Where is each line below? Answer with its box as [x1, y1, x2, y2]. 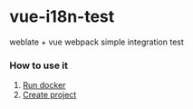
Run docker [22, 80, 66, 91]
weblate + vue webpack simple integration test [9, 36, 184, 47]
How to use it [9, 59, 68, 72]
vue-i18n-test [9, 6, 115, 27]
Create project [22, 89, 77, 101]
